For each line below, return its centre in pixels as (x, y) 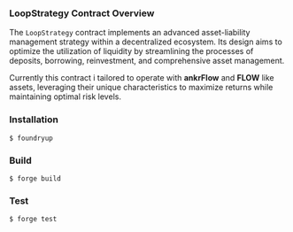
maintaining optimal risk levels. (66, 97)
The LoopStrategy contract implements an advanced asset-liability (130, 33)
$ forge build (35, 178)
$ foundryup (31, 138)
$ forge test (33, 220)
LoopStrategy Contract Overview (82, 13)
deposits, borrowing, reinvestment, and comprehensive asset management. (147, 61)
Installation (34, 120)
